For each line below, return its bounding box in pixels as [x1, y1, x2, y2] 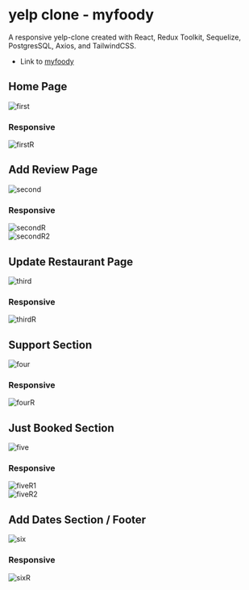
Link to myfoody [19, 56, 74, 66]
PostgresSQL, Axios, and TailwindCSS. [8, 40, 137, 50]
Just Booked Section [8, 421, 114, 434]
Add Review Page [8, 163, 98, 177]
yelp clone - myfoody [8, 6, 155, 24]
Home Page [8, 80, 68, 93]
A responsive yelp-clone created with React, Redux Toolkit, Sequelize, [8, 32, 242, 42]
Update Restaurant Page [8, 255, 134, 268]
